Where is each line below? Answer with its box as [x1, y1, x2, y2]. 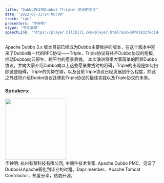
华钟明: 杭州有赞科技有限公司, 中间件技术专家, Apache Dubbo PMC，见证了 [5, 160, 156, 166]
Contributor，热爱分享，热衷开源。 [5, 173, 76, 179]
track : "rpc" [5, 16, 32, 21]
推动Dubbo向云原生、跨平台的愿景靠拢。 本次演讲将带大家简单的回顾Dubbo [5, 56, 157, 62]
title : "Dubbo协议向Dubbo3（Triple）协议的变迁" [5, 7, 99, 12]
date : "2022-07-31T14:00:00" [5, 12, 64, 17]
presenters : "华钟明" [5, 21, 47, 26]
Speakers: [5, 87, 30, 94]
